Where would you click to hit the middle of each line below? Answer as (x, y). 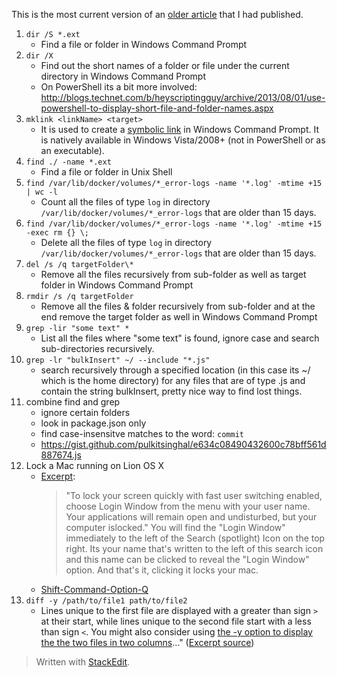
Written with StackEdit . (83, 662)
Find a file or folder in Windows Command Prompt (144, 44)
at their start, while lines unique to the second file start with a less (176, 621)
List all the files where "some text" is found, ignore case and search (180, 338)
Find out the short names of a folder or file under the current (165, 65)
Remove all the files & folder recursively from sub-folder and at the (178, 306)
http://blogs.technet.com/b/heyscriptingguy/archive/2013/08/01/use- (183, 97)
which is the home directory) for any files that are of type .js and (173, 380)
